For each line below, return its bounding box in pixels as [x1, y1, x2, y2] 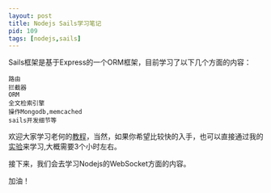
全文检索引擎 [8, 99, 45, 107]
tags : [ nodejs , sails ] [8, 34, 82, 43]
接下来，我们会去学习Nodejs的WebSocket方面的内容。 [8, 159, 191, 169]
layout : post [8, 11, 53, 20]
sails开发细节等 [8, 116, 57, 125]
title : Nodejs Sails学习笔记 [8, 19, 102, 27]
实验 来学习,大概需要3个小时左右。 [8, 142, 121, 152]
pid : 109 [8, 27, 38, 35]
